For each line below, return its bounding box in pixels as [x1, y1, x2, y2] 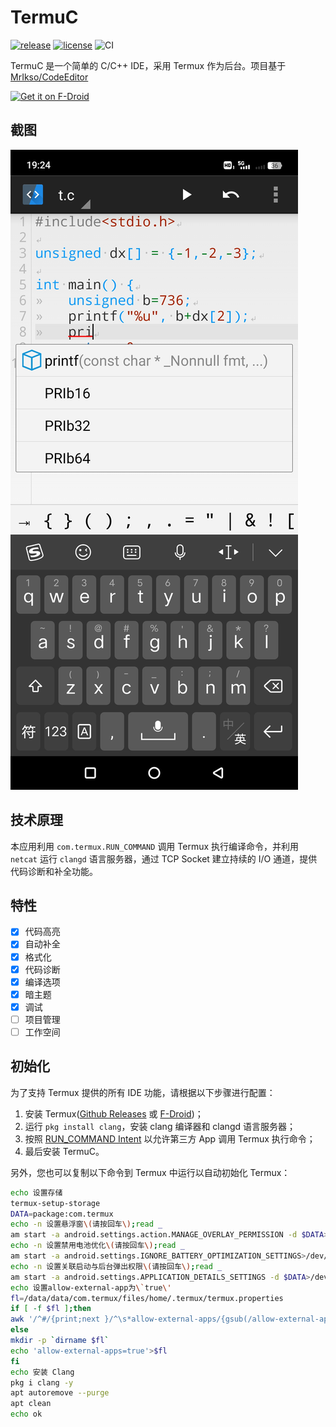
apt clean [10, 1399, 52, 1409]
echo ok [10, 1409, 43, 1420]
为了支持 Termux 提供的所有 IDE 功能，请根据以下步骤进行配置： [10, 1086, 276, 1098]
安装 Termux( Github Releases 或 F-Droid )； [24, 1107, 204, 1120]
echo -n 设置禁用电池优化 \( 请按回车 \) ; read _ [10, 1241, 185, 1251]
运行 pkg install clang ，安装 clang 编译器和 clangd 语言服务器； [24, 1120, 296, 1132]
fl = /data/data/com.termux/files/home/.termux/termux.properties [10, 1293, 284, 1303]
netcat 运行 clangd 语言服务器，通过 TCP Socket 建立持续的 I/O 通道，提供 [10, 852, 318, 865]
